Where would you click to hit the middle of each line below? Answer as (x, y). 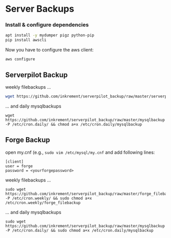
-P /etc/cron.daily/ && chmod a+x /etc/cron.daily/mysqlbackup (74, 124)
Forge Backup (28, 140)
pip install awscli (26, 40)
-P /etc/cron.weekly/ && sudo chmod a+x (49, 198)
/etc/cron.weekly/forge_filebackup (43, 203)
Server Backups (40, 9)
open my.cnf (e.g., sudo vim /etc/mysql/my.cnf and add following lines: (80, 152)
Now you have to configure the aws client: (50, 50)
